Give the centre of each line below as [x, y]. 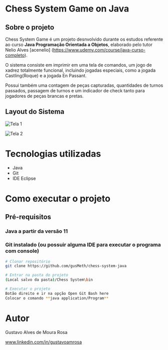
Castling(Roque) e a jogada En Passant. [46, 75]
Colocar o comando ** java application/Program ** [57, 298]
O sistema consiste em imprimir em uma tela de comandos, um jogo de [78, 65]
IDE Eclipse [24, 178]
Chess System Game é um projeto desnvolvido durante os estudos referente [84, 39]
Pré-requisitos [28, 217]
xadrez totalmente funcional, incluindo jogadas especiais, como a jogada [80, 70]
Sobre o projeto [30, 27]
